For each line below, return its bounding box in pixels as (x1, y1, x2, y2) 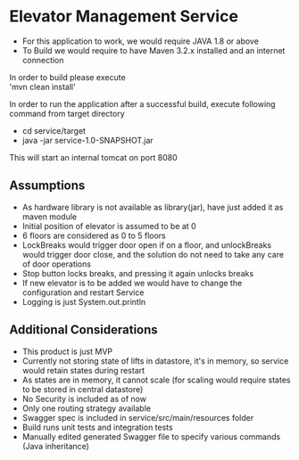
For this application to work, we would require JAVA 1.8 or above (21, 36, 259, 46)
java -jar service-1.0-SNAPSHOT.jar (21, 135, 154, 145)
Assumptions (9, 178, 86, 193)
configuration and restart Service (21, 287, 145, 298)
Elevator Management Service (9, 6, 239, 27)
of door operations (21, 259, 92, 269)
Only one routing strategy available (21, 403, 152, 414)
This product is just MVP (21, 346, 113, 357)
